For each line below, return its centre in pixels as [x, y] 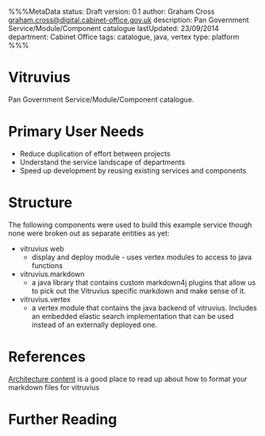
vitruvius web [42, 248]
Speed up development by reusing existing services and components [133, 170]
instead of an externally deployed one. [94, 325]
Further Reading [63, 419]
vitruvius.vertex [45, 299]
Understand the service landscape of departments [102, 162]
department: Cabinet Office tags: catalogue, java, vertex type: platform [124, 37]
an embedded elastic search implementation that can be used [132, 316]
